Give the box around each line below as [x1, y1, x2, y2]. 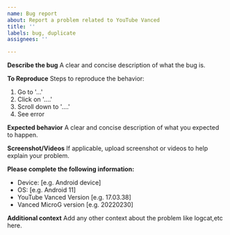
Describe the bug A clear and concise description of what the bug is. [7, 61, 206, 69]
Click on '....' [17, 95, 53, 104]
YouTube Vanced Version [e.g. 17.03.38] [17, 193, 132, 202]
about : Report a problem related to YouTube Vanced [7, 17, 160, 24]
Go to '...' [17, 88, 43, 96]
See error [17, 110, 45, 119]
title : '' [7, 23, 36, 30]
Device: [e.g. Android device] [17, 178, 101, 187]
